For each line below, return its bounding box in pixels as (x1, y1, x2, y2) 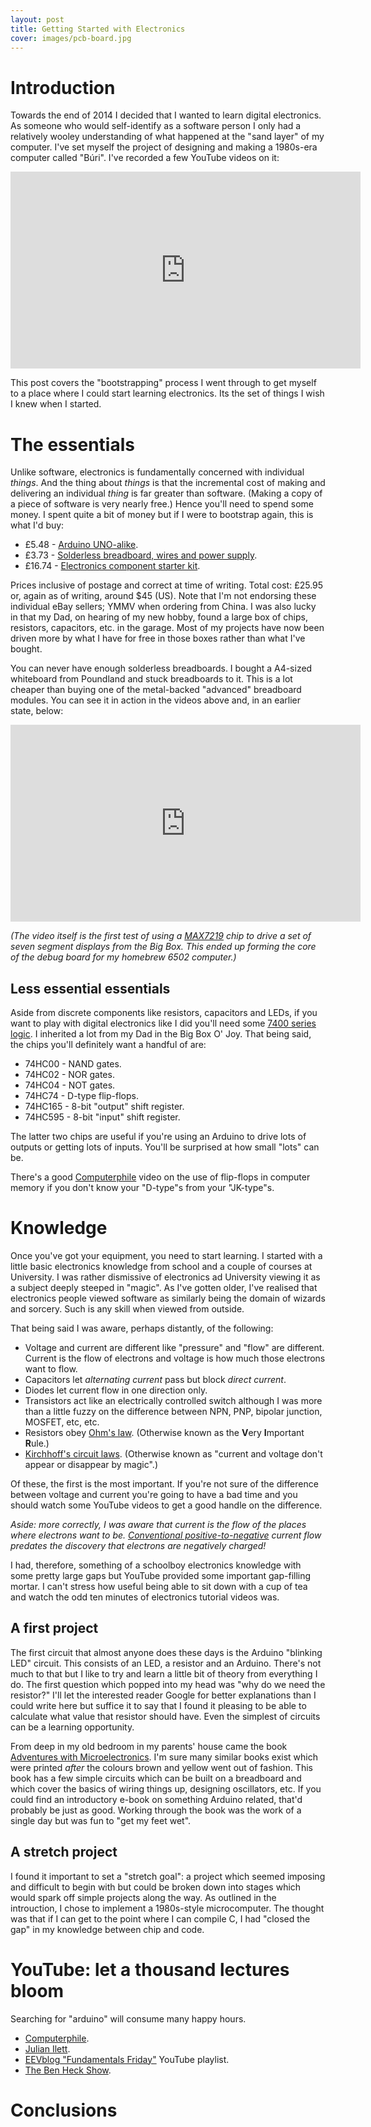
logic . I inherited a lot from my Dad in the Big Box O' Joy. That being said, (10, 1028, 312, 1040)
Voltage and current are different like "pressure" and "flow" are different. (24, 1342, 325, 1353)
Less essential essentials (10, 980, 171, 997)
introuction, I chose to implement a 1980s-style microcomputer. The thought (10, 1902, 325, 1914)
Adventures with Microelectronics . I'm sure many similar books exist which (10, 1751, 318, 1763)
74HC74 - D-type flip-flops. (24, 1090, 139, 1102)
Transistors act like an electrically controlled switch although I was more (24, 1395, 323, 1406)
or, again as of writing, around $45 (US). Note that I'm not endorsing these (10, 590, 317, 602)
